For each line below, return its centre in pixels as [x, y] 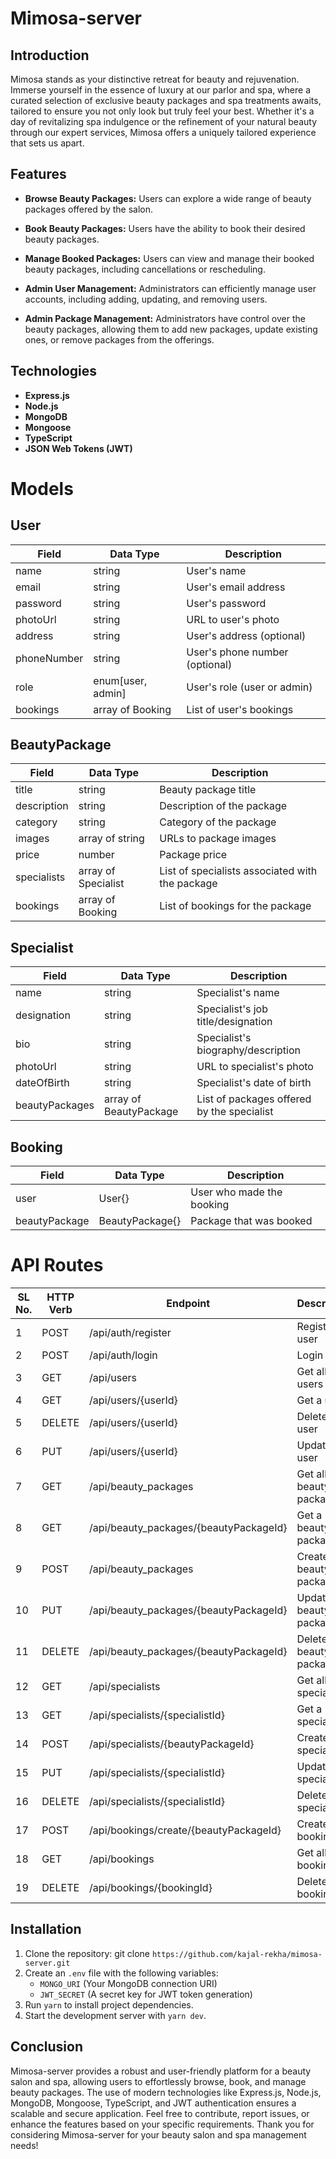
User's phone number [237, 652]
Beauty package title [208, 790]
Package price [193, 855]
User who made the [236, 1192]
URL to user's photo [233, 619]
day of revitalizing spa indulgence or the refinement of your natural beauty [164, 121]
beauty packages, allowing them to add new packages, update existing [171, 329]
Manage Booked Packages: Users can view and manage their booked [169, 258]
